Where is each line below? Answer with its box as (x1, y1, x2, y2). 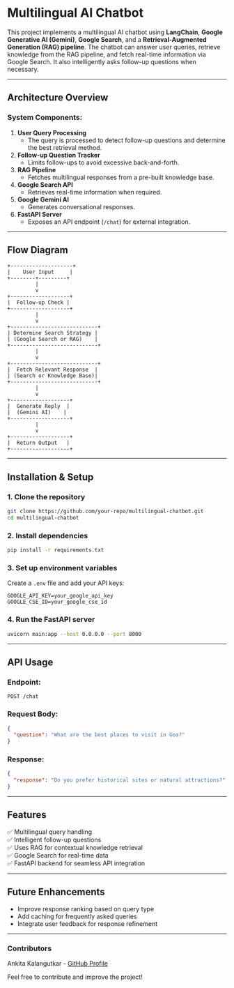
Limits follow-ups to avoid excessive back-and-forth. (27, 158, 180, 167)
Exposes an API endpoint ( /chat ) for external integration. (27, 218, 191, 226)
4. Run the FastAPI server (7, 615, 95, 625)
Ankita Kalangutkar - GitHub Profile (7, 959, 108, 967)
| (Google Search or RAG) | (7, 336, 98, 343)
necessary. (7, 65, 40, 73)
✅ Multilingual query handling (7, 828, 93, 836)
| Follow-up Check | (7, 299, 70, 306)
